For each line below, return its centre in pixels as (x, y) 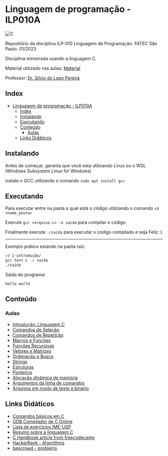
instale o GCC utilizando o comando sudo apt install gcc (65, 180)
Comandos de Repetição (38, 335)
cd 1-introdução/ (23, 256)
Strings (20, 361)
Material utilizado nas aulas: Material (43, 68)
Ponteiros (22, 372)
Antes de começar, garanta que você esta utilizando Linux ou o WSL (75, 165)
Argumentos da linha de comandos (48, 383)
